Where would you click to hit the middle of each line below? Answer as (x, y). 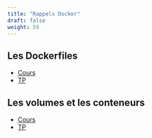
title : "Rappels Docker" (44, 14)
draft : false (27, 21)
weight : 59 (23, 27)
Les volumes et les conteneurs (76, 102)
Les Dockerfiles (42, 56)
